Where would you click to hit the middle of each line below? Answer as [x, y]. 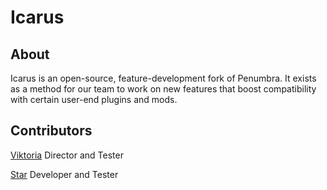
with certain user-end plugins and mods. [94, 99]
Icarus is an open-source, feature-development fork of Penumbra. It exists [163, 78]
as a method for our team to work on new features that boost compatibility [163, 89]
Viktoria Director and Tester [67, 155]
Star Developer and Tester [64, 174]
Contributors [51, 131]
